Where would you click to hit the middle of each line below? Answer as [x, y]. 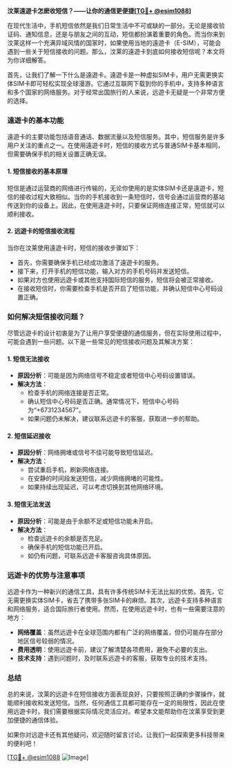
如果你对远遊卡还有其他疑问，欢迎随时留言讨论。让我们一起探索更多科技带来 [116, 735]
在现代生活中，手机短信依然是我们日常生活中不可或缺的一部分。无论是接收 [113, 26]
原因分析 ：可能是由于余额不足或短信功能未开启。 [87, 521]
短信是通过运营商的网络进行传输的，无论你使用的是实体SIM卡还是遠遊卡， [113, 188]
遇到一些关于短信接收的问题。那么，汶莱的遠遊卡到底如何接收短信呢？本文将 [116, 52]
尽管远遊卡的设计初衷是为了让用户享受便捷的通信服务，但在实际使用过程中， [116, 333]
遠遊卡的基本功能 [36, 120]
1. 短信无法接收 [28, 358]
